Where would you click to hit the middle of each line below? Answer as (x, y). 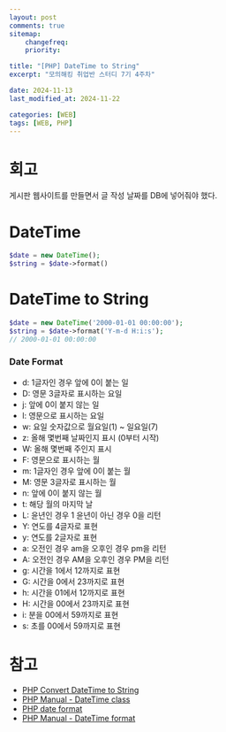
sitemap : (25, 34)
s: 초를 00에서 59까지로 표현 (71, 626)
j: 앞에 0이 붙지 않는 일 (60, 405)
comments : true (37, 26)
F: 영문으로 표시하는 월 (60, 459)
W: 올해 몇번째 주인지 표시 (67, 449)
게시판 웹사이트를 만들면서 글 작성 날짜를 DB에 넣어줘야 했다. (113, 196)
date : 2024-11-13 (41, 90)
